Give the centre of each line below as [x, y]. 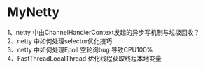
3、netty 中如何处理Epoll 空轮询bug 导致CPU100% [80, 49]
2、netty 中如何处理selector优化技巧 [60, 41]
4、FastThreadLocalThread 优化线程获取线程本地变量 [85, 58]
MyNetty [33, 12]
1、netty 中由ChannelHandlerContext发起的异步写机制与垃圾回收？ [104, 32]
